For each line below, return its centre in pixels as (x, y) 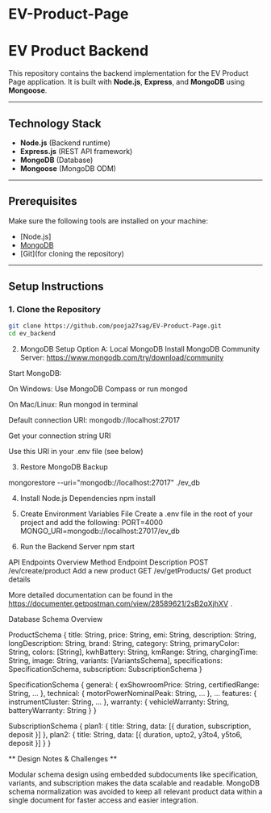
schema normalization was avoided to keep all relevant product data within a (135, 792)
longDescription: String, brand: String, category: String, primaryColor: (124, 644)
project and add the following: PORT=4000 (92, 523)
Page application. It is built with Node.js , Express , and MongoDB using (127, 82)
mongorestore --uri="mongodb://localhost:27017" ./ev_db (104, 483)
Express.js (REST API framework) (76, 151)
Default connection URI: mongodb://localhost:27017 (94, 420)
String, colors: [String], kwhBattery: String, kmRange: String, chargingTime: (133, 652)
